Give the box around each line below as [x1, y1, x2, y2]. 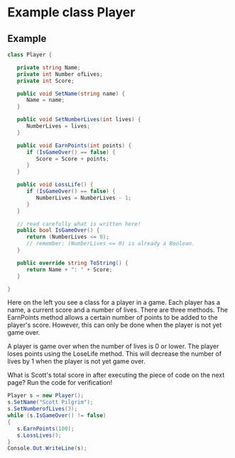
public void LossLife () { [16, 181, 94, 189]
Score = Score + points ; [35, 155, 110, 162]
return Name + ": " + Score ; [26, 266, 113, 273]
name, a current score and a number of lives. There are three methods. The [7, 306, 229, 314]
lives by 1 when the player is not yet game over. [7, 357, 146, 366]
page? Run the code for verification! [7, 379, 113, 387]
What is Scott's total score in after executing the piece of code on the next [7, 371, 225, 379]
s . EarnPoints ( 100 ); [16, 425, 75, 432]
